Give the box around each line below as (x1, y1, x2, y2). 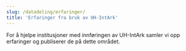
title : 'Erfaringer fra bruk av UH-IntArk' (6, 15, 119, 21)
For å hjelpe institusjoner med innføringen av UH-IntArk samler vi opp (6, 31, 181, 38)
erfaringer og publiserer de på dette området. (6, 38, 120, 45)
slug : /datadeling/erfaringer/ (6, 8, 86, 15)
